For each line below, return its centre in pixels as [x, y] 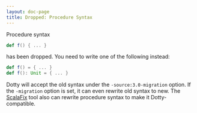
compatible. [21, 104]
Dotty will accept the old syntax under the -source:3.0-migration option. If [98, 85]
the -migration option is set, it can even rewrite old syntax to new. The [93, 91]
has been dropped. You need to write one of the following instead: [88, 57]
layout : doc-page [28, 12]
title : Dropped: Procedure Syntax [50, 17]
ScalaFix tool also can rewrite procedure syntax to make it [78, 97]
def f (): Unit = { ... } [37, 73]
